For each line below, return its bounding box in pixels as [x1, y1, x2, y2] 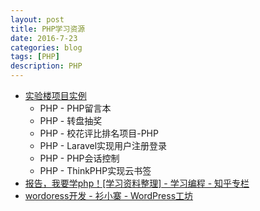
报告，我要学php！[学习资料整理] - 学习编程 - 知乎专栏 [24, 177, 250, 189]
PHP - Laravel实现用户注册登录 [39, 140, 168, 151]
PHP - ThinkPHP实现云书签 [39, 165, 152, 176]
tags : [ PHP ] [10, 52, 60, 62]
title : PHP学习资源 [10, 24, 86, 34]
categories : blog [10, 42, 83, 53]
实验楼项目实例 [24, 90, 87, 101]
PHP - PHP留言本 [39, 102, 112, 114]
